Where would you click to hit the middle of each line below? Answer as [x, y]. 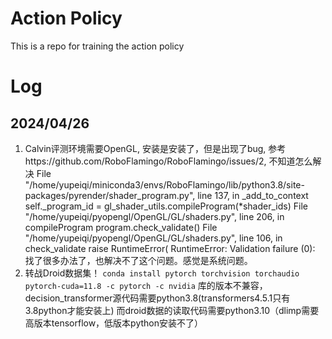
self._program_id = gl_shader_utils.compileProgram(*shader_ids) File [166, 206]
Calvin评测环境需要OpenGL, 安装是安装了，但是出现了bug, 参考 [155, 148]
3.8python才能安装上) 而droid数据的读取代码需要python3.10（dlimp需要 [172, 310]
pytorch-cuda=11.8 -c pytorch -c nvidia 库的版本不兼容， [146, 285]
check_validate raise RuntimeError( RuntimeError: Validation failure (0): [170, 248]
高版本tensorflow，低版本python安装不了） [114, 323]
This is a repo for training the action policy [97, 46]
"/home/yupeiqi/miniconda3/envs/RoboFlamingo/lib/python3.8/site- [164, 184]
